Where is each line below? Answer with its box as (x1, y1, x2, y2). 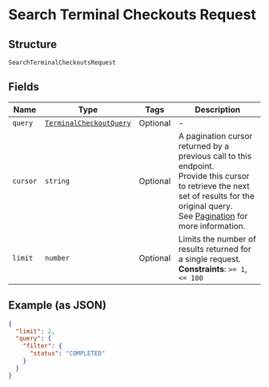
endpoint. (179, 160, 215, 171)
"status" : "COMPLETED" (29, 349, 106, 357)
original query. (179, 200, 234, 211)
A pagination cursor (179, 130, 253, 142)
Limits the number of (179, 233, 256, 245)
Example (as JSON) (8, 298, 106, 313)
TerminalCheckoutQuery (45, 118, 131, 127)
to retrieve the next (179, 180, 250, 191)
